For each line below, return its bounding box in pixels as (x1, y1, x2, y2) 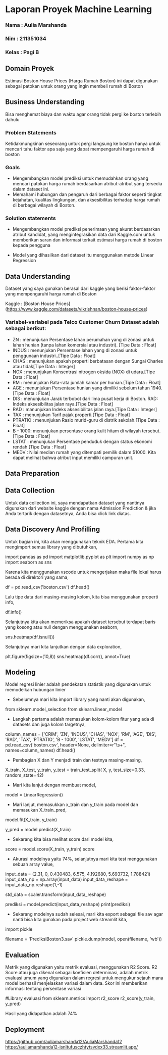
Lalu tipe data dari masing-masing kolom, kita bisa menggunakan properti (5, 593, 158, 599)
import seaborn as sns (5, 559, 52, 565)
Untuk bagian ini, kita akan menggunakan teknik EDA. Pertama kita (5, 538, 144, 544)
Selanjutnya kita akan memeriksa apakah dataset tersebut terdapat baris (5, 619, 156, 625)
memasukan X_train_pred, (12, 807, 67, 813)
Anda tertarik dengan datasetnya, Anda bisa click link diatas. (5, 510, 131, 516)
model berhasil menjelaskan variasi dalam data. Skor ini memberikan (5, 980, 148, 986)
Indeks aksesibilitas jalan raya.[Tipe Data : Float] (12, 400, 114, 407)
